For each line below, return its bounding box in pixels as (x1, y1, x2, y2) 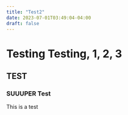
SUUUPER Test (6, 89, 51, 98)
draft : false (6, 20, 40, 26)
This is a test (6, 103, 38, 111)
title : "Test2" (6, 9, 45, 15)
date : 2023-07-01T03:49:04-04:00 (6, 15, 91, 21)
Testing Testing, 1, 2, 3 (6, 46, 123, 61)
